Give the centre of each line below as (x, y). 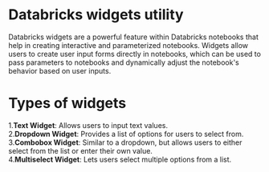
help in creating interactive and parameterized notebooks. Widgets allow (128, 45)
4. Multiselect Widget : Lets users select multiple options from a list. (120, 159)
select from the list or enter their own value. (80, 150)
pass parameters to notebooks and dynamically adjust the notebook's (124, 62)
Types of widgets (67, 104)
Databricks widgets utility (96, 15)
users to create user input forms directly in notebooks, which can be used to (134, 54)
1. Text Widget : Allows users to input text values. (88, 125)
